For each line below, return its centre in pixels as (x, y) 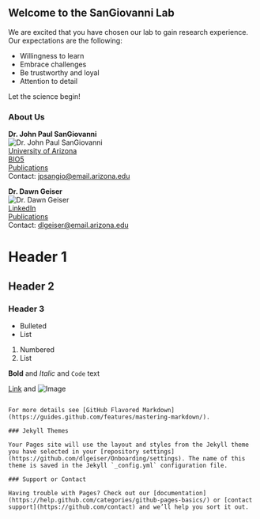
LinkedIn (22, 208)
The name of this (217, 458)
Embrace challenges (53, 64)
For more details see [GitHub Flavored (74, 410)
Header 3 (26, 309)
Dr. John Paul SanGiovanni (53, 134)
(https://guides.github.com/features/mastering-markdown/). (109, 417)
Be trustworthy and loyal (60, 72)
